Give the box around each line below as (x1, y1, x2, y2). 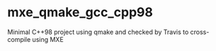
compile (7, 35, 31, 43)
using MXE (32, 35, 64, 43)
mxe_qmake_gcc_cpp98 (7, 4, 154, 21)
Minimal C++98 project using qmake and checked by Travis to (7, 28, 189, 36)
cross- (190, 28, 210, 36)
